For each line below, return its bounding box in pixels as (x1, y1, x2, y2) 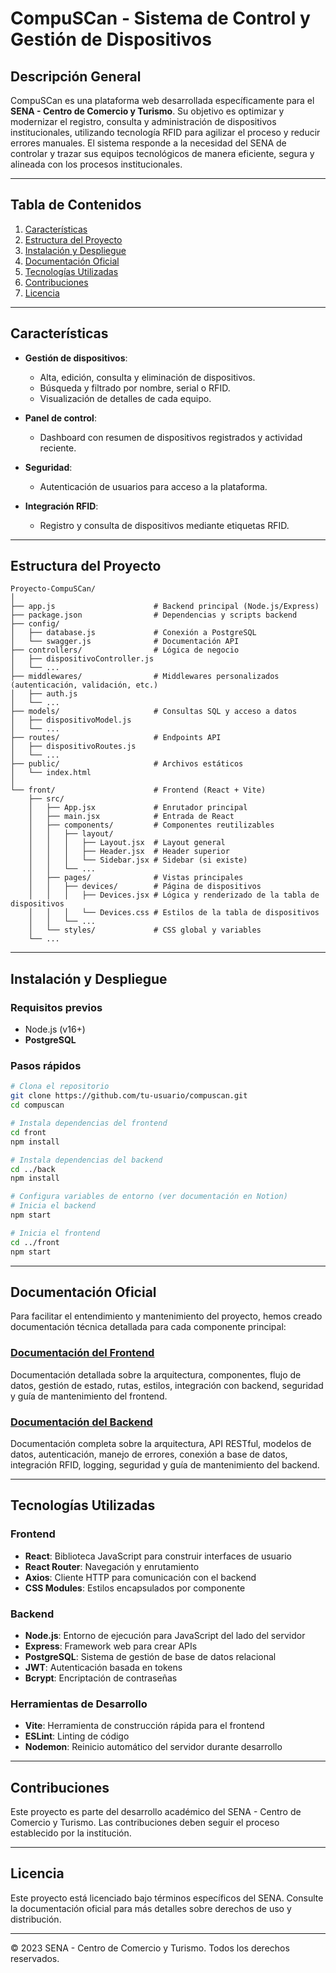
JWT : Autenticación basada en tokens (24, 1661, 183, 1673)
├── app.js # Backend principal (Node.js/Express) (10, 602, 320, 612)
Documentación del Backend (10, 1415, 153, 1429)
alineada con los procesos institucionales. (10, 158, 183, 170)
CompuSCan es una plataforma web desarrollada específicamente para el (10, 95, 315, 106)
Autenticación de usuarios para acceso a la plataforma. (39, 480, 268, 492)
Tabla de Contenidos (10, 197, 142, 214)
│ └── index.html (10, 768, 92, 778)
